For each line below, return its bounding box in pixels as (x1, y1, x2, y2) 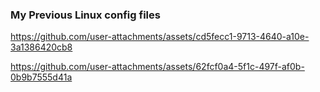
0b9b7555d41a (10, 71, 73, 83)
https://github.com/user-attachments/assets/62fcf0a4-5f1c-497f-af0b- (10, 61, 305, 73)
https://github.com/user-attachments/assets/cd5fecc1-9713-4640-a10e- (10, 31, 310, 43)
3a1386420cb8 (10, 41, 73, 53)
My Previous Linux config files (10, 8, 161, 22)
